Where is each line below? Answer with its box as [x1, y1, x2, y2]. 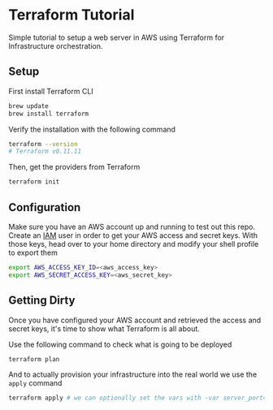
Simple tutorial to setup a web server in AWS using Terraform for [8, 32, 225, 42]
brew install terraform [8, 110, 89, 118]
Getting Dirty [8, 294, 76, 308]
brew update [8, 101, 49, 110]
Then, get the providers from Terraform [8, 162, 141, 172]
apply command [8, 378, 63, 388]
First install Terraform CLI [8, 86, 93, 96]
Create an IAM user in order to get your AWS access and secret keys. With [8, 230, 258, 240]
